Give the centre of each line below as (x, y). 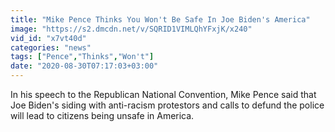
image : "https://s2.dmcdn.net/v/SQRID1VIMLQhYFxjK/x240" (131, 29)
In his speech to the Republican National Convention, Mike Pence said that (163, 94)
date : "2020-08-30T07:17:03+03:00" (84, 66)
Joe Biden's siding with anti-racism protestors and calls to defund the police (167, 105)
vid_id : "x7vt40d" (48, 38)
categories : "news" (51, 47)
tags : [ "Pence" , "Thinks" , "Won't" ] (82, 57)
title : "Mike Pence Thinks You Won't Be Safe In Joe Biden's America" (160, 19)
